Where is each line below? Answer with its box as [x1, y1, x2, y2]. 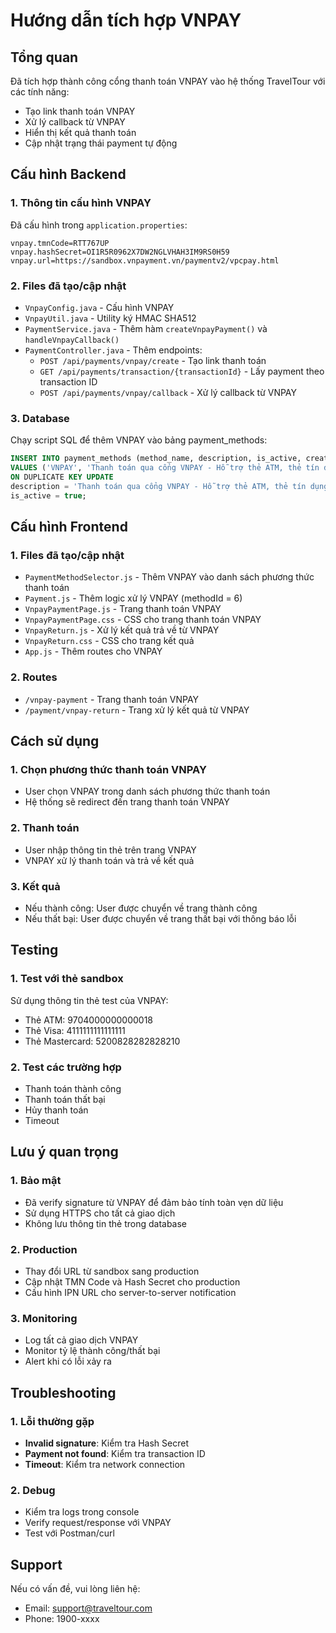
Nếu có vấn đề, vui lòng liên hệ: [10, 1582, 141, 1594]
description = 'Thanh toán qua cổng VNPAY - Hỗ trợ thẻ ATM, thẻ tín [10, 481, 307, 491]
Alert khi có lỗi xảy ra [24, 1355, 112, 1368]
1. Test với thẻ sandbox [10, 972, 124, 986]
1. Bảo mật [10, 1174, 62, 1188]
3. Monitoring [10, 1311, 78, 1325]
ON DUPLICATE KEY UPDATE [10, 472, 114, 483]
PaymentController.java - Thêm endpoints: [24, 344, 203, 356]
